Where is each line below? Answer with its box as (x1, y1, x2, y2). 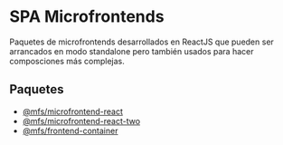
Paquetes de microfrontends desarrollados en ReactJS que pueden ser (9, 36, 274, 47)
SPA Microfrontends (9, 6, 165, 27)
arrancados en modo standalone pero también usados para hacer (9, 45, 254, 56)
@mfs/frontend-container (22, 125, 118, 136)
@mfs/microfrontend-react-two (22, 115, 141, 126)
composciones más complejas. (9, 55, 125, 66)
